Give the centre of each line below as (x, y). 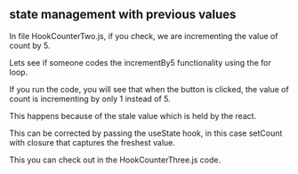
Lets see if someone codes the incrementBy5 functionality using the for (140, 62)
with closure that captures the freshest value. (93, 142)
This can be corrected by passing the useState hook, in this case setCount (146, 133)
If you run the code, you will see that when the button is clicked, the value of (149, 89)
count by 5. (30, 45)
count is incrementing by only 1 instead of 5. (90, 99)
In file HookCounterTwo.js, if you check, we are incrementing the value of (144, 36)
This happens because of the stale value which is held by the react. (133, 115)
